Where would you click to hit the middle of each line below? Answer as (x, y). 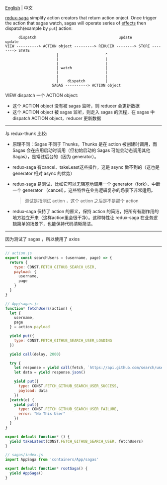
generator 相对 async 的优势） (43, 173)
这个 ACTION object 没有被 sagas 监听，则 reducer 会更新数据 (76, 106)
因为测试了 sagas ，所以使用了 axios (42, 239)
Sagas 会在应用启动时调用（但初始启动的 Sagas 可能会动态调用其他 (81, 150)
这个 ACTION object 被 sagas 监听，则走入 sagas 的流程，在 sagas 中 (83, 112)
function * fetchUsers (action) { (39, 308)
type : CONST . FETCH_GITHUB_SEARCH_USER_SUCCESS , (69, 386)
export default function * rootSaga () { (46, 469)
